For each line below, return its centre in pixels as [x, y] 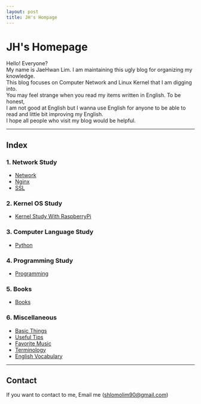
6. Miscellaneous [31, 318]
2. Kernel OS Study [34, 203]
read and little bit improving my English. [55, 114]
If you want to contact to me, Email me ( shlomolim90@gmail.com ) [87, 395]
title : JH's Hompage [32, 17]
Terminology [30, 350]
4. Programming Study [40, 260]
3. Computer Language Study [50, 232]
